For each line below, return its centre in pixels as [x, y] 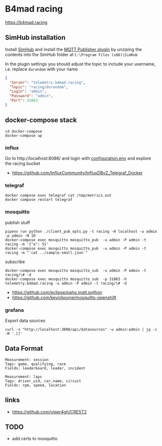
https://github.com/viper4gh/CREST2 [49, 412]
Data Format [24, 349]
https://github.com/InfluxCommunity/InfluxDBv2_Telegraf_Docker [77, 173]
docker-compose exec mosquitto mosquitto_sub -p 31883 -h [66, 279]
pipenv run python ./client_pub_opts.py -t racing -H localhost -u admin [81, 231]
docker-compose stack [41, 120]
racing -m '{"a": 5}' [27, 244]
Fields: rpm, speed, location [36, 385]
